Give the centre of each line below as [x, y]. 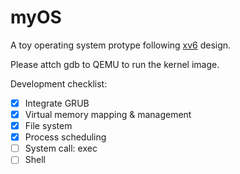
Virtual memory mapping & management [108, 114]
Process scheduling [65, 137]
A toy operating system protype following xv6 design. [121, 45]
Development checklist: [59, 83]
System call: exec [61, 148]
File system [48, 126]
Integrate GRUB [57, 103]
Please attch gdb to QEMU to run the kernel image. [115, 64]
